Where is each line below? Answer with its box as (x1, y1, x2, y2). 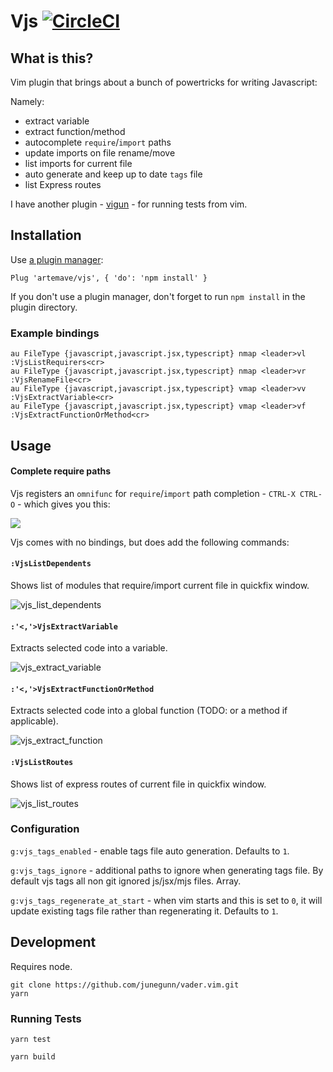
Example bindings (10, 326, 100, 340)
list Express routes (24, 179, 102, 190)
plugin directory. (10, 301, 78, 313)
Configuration (10, 822, 80, 836)
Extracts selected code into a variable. (10, 642, 168, 654)
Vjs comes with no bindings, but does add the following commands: (10, 536, 290, 548)
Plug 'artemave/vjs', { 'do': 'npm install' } (10, 273, 208, 283)
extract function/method (24, 126, 126, 137)
